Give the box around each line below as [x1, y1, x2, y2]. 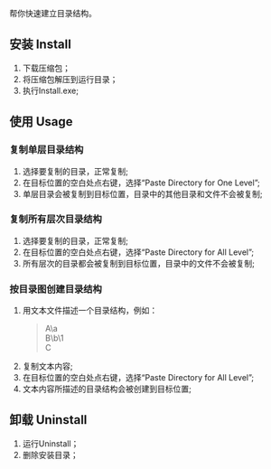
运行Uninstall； [22, 437, 79, 449]
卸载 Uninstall [9, 412, 88, 427]
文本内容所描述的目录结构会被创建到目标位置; [22, 383, 192, 395]
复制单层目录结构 [9, 144, 84, 156]
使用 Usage [9, 114, 74, 129]
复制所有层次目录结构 [9, 213, 102, 226]
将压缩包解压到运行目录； [22, 73, 118, 84]
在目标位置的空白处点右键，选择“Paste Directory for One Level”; [22, 177, 260, 188]
